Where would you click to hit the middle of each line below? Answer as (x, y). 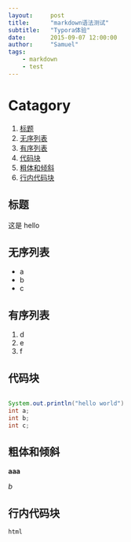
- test (33, 67)
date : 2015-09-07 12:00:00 (63, 37)
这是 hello (24, 225)
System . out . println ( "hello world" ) (66, 403)
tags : (17, 52)
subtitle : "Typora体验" (49, 30)
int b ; (19, 418)
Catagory (40, 105)
